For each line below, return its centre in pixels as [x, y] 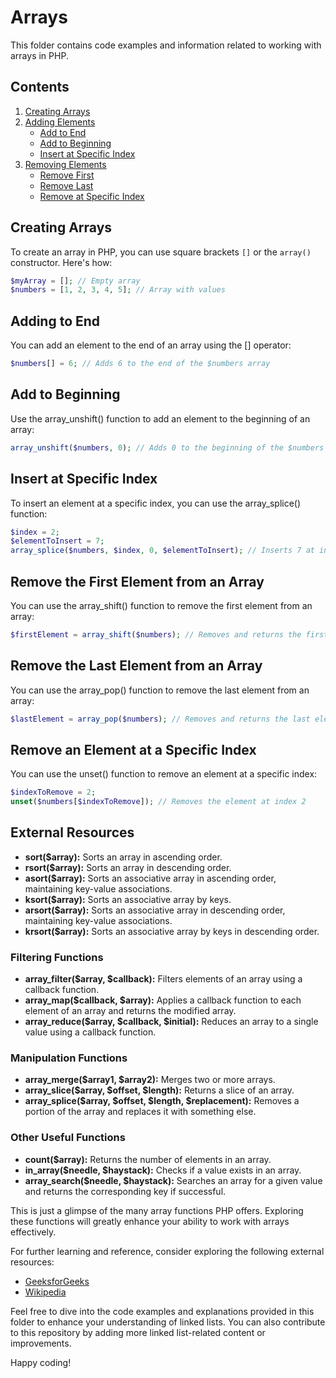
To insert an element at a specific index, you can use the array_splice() [156, 503]
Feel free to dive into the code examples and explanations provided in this [162, 1311]
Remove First [67, 175]
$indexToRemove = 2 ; [53, 792]
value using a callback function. [90, 1032]
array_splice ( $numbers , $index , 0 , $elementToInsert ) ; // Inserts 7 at [162, 551]
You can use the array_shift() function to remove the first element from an [161, 605]
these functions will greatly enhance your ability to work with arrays [150, 1221]
